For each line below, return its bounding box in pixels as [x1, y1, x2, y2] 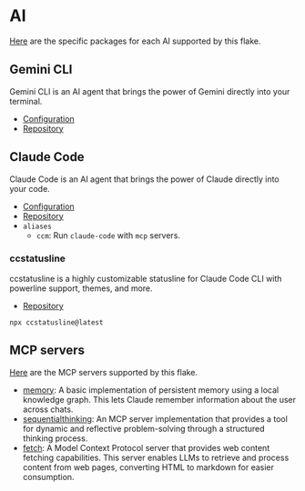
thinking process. [22, 433, 88, 444]
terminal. [9, 95, 43, 106]
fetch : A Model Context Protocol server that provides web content [22, 442, 270, 453]
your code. [9, 183, 50, 194]
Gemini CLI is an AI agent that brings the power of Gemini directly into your [9, 85, 290, 96]
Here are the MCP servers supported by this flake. [9, 366, 198, 377]
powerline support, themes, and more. [9, 283, 153, 294]
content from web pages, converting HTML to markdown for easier [22, 461, 275, 473]
